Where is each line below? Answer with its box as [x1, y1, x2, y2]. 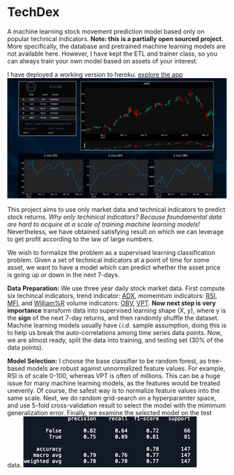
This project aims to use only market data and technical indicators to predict [7, 205, 226, 214]
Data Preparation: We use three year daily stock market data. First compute [7, 284, 225, 293]
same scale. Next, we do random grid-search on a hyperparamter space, [7, 394, 217, 403]
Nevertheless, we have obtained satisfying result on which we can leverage [7, 228, 224, 236]
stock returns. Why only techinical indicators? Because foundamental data [7, 213, 222, 221]
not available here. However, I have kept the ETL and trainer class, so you [7, 49, 218, 58]
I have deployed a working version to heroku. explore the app [7, 70, 183, 79]
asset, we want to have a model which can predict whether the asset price [7, 263, 221, 272]
